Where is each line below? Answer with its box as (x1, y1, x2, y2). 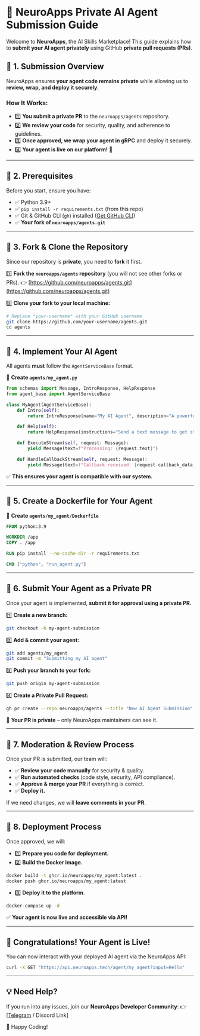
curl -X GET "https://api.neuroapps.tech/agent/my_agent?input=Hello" (6, 965, 185, 971)
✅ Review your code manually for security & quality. (14, 766, 145, 774)
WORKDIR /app (6, 534, 39, 540)
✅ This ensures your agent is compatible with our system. (6, 472, 153, 480)
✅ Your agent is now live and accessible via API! (6, 914, 128, 921)
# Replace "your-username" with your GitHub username (6, 313, 143, 319)
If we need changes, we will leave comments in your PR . (6, 799, 146, 806)
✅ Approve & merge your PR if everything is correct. (14, 780, 145, 787)
